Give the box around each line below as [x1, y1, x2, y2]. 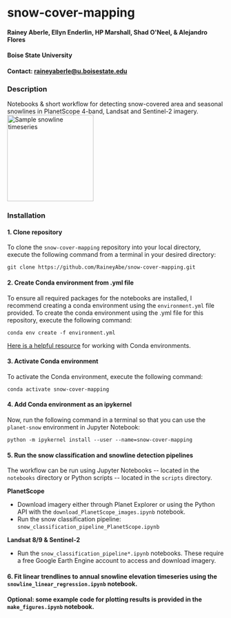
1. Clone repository [7, 228, 63, 236]
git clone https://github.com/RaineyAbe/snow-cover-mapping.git [7, 264, 196, 271]
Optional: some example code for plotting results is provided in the [7, 595, 202, 603]
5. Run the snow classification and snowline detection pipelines [7, 451, 194, 459]
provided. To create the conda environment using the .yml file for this [7, 309, 204, 317]
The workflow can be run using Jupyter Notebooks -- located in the [7, 466, 200, 474]
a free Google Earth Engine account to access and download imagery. [17, 557, 217, 565]
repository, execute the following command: [7, 316, 132, 324]
